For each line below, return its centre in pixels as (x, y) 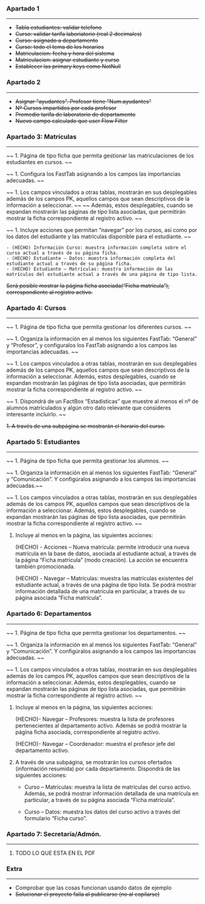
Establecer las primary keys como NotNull (68, 67)
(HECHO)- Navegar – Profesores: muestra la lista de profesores (95, 719)
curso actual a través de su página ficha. (63, 253)
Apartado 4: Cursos (36, 308)
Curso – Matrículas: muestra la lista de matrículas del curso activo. (108, 787)
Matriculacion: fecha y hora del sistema (65, 54)
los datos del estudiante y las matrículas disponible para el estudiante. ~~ (99, 236)
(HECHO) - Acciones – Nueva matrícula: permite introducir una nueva (102, 547)
